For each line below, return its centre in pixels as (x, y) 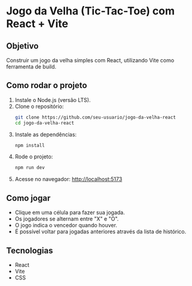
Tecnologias (30, 250)
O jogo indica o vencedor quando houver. (66, 225)
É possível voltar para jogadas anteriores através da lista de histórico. (100, 231)
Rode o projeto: (34, 156)
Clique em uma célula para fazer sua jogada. (70, 213)
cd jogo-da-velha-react (45, 123)
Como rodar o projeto (47, 85)
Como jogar (28, 198)
